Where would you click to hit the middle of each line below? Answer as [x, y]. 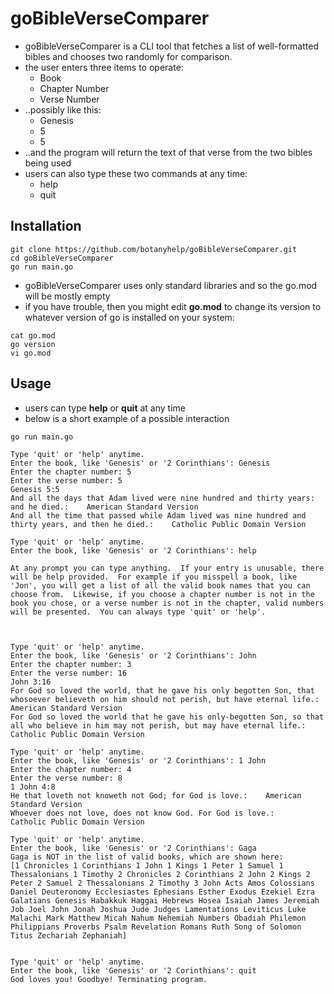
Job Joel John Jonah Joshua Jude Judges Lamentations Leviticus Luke [158, 909]
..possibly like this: [63, 109]
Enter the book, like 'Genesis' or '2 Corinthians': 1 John [138, 760]
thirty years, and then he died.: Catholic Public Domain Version [158, 524]
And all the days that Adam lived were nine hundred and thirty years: [162, 498]
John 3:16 [31, 682]
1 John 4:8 [33, 787]
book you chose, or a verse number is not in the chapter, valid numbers [167, 603]
